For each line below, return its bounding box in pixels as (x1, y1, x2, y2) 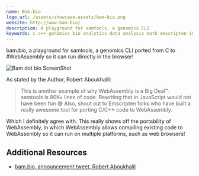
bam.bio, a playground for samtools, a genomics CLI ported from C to (6, 47, 176, 54)
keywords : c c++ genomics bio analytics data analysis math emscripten (6, 31, 187, 37)
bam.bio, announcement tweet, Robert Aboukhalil (14, 163, 136, 170)
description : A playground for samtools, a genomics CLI (6, 25, 150, 31)
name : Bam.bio (6, 8, 41, 15)
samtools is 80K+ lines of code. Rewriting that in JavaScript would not (20, 94, 191, 101)
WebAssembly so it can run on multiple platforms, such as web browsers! (6, 131, 185, 138)
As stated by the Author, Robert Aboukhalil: (6, 76, 111, 83)
